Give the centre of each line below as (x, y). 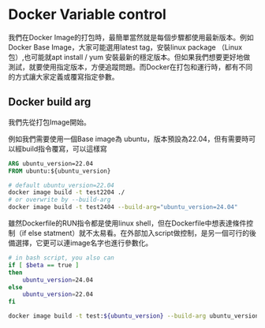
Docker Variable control (88, 15)
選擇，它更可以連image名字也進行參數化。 (84, 243)
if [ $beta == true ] (44, 265)
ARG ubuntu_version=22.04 (50, 163)
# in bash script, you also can (61, 258)
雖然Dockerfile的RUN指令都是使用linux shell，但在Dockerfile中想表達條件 (127, 223)
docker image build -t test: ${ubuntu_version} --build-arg (107, 316)
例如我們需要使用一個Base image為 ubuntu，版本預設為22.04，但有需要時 (129, 139)
